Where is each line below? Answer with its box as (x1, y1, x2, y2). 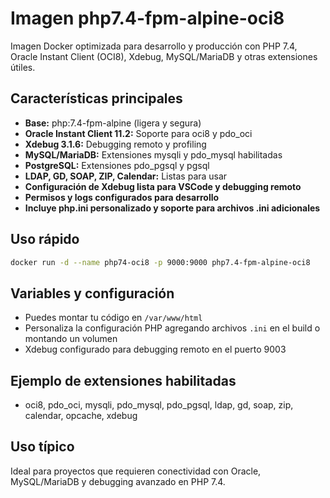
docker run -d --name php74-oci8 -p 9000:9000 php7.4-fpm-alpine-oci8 (10, 257, 311, 267)
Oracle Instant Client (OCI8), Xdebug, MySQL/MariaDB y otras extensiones (10, 50, 318, 62)
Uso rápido (10, 231, 80, 248)
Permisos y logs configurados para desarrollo (24, 191, 220, 203)
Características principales (10, 90, 183, 107)
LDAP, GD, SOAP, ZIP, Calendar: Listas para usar (24, 170, 228, 182)
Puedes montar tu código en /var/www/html (24, 312, 203, 324)
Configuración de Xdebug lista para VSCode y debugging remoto (24, 180, 302, 192)
